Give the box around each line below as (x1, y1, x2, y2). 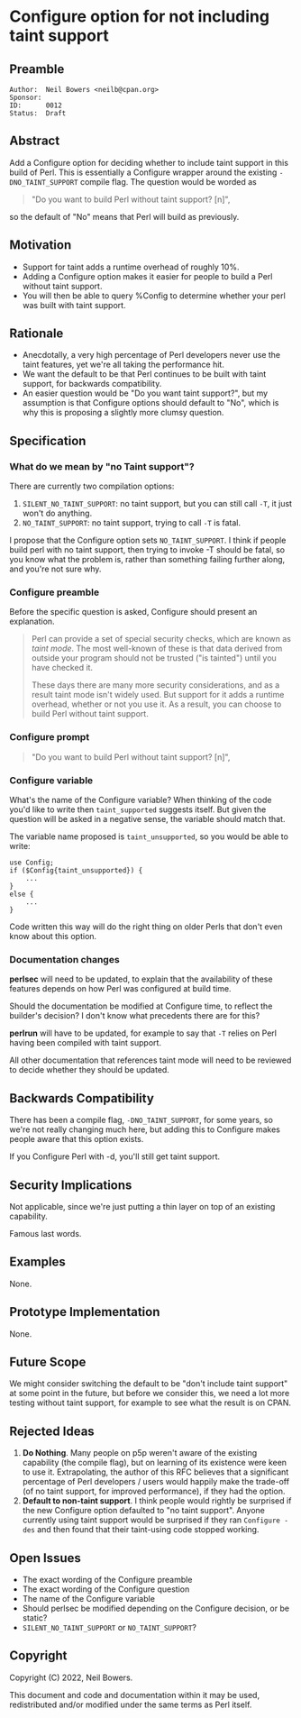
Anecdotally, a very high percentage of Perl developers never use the (22, 350, 281, 361)
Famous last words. (9, 1228, 82, 1238)
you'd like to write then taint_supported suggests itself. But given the (9, 804, 267, 815)
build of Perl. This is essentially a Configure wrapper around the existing (9, 167, 278, 178)
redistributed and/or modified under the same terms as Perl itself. (9, 1699, 252, 1710)
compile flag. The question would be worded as (79, 176, 257, 187)
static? (22, 1613, 48, 1623)
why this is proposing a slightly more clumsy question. (22, 407, 224, 418)
